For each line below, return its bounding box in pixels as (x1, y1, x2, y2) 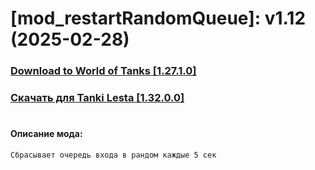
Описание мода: (10, 128, 83, 140)
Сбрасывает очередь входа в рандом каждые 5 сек (10, 150, 217, 160)
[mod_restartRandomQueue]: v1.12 (10, 7, 307, 30)
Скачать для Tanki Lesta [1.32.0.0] (10, 91, 185, 105)
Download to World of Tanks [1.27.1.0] (10, 64, 197, 78)
